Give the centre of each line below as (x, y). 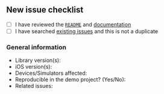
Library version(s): (38, 60)
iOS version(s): (33, 67)
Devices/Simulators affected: (51, 73)
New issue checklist (45, 10)
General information (36, 47)
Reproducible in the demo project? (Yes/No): (70, 80)
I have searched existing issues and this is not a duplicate (87, 31)
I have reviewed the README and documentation (73, 24)
